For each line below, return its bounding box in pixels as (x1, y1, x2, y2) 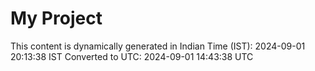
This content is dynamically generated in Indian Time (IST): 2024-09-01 (10, 40, 306, 52)
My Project (10, 7, 103, 30)
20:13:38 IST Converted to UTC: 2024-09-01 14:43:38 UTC (10, 50, 254, 62)
